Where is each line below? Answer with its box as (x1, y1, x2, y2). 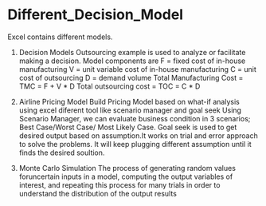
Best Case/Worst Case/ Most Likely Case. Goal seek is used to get (18, 122, 237, 132)
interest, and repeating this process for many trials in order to (18, 180, 221, 189)
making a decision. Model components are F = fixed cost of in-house (18, 56, 246, 65)
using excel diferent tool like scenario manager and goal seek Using (18, 105, 242, 115)
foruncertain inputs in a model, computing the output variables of (18, 172, 233, 181)
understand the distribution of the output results (18, 188, 177, 198)
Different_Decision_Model (7, 6, 184, 24)
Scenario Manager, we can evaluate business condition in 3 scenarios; (18, 113, 251, 123)
